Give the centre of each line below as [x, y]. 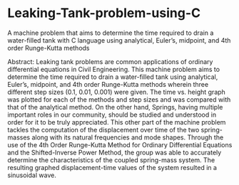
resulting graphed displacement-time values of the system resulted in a [112, 167]
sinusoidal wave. [32, 175]
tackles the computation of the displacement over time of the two [103, 129]
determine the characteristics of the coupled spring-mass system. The [111, 160]
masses [19, 137]
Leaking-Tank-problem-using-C [104, 13]
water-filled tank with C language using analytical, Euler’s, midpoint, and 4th [119, 40]
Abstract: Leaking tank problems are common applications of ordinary [110, 61]
